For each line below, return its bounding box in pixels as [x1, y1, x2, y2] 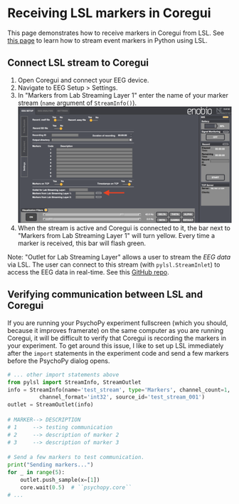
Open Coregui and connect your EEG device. [17, 76, 149, 84]
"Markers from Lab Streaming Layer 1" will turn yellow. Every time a [17, 231, 216, 240]
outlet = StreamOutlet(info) [7, 401, 94, 408]
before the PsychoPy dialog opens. [7, 356, 110, 365]
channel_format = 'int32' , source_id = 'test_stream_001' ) [38, 394, 205, 401]
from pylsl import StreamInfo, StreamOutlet [7, 379, 142, 386]
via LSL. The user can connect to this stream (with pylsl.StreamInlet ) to [7, 260, 221, 269]
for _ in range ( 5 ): [7, 469, 65, 476]
